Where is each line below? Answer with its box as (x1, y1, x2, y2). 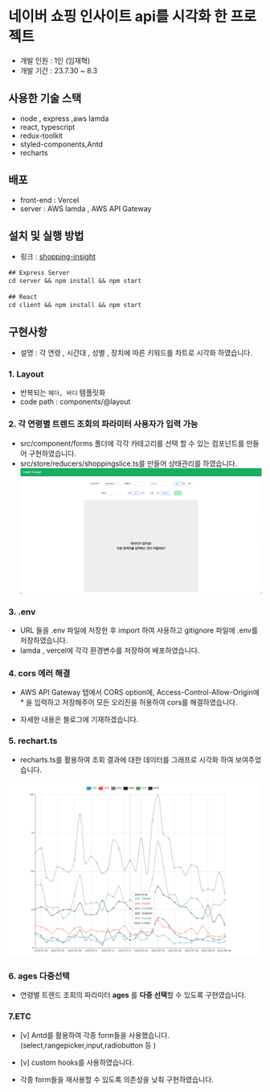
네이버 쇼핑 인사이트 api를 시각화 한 (8, 7, 227, 26)
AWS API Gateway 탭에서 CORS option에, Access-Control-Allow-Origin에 (19, 687, 260, 697)
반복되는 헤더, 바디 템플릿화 (19, 388, 106, 397)
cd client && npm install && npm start (8, 301, 142, 309)
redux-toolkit (19, 131, 63, 140)
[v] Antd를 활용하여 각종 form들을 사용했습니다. (19, 1030, 170, 1040)
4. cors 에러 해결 (8, 668, 71, 679)
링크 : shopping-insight (19, 251, 96, 262)
